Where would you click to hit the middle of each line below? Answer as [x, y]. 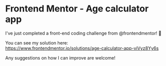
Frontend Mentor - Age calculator [77, 9]
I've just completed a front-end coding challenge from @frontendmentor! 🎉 [84, 33]
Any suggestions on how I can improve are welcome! [60, 57]
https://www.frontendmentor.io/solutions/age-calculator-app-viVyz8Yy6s [82, 48]
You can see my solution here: [37, 42]
